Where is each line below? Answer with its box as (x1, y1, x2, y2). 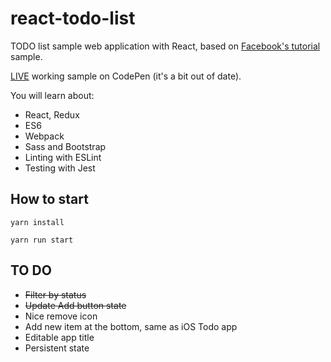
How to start (10, 191, 89, 208)
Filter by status (24, 288, 87, 301)
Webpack (24, 130, 65, 142)
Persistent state (24, 342, 90, 354)
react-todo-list (10, 7, 136, 30)
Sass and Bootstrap (24, 140, 107, 152)
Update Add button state (24, 299, 127, 311)
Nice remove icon (24, 310, 98, 322)
